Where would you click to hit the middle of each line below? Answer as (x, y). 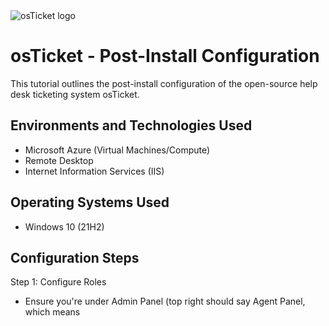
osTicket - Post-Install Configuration (165, 56)
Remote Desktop (59, 160)
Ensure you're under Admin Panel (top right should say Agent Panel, (165, 301)
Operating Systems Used (90, 202)
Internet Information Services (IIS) (94, 171)
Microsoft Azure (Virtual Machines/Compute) (117, 150)
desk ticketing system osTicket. (75, 94)
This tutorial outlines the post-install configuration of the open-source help (164, 83)
